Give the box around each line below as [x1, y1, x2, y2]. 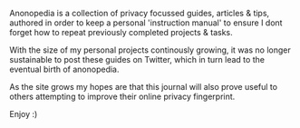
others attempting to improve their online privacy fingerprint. [9, 91, 236, 102]
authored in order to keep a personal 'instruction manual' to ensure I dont [9, 17, 283, 28]
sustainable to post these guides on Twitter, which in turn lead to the [9, 54, 266, 64]
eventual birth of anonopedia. [9, 64, 120, 74]
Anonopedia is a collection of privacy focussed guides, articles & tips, [9, 8, 270, 18]
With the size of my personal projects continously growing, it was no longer [9, 44, 292, 55]
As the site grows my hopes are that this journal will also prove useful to [9, 82, 278, 92]
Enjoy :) [9, 109, 38, 119]
